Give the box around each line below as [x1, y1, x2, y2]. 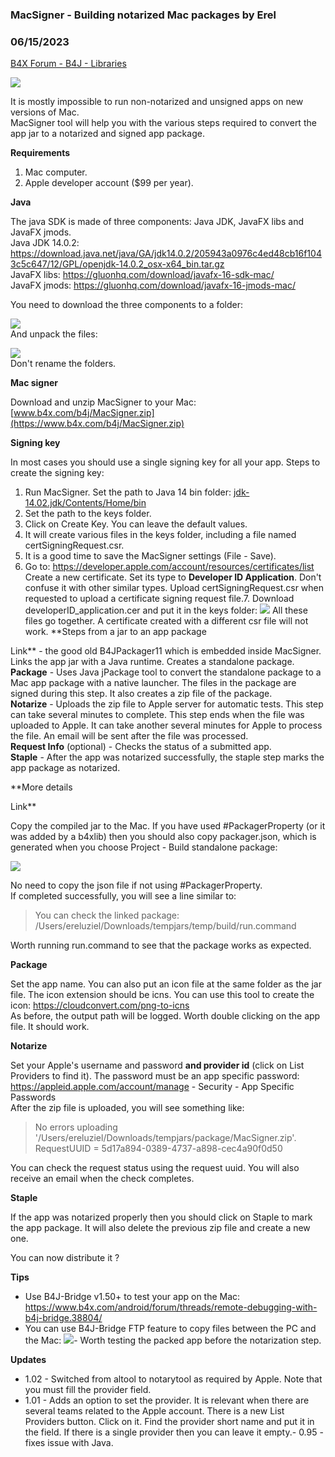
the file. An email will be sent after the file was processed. [10, 730, 249, 742]
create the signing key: [10, 467, 105, 479]
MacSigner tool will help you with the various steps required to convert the [10, 117, 317, 129]
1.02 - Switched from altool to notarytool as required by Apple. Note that [24, 1373, 323, 1385]
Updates [10, 1354, 47, 1366]
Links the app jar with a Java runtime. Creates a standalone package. [10, 656, 295, 668]
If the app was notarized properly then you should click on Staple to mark [10, 1211, 313, 1223]
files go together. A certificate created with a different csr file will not [24, 615, 309, 627]
